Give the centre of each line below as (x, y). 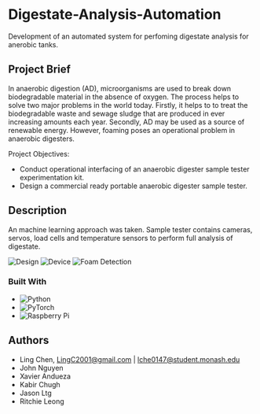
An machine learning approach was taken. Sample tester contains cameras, (130, 229)
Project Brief (39, 70)
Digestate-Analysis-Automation (115, 15)
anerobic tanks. (33, 44)
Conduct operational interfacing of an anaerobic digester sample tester (134, 169)
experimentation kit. (52, 177)
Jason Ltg (36, 393)
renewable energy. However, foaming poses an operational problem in (122, 130)
